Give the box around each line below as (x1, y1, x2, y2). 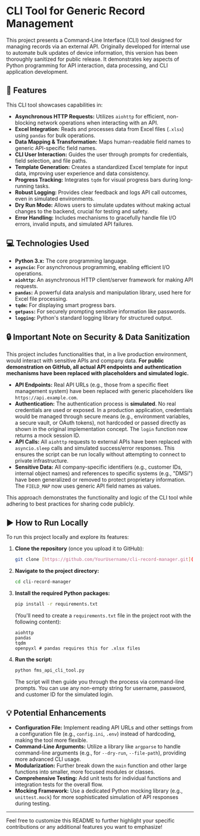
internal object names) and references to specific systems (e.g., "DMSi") (14, 470, 193, 477)
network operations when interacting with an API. (37, 119, 159, 126)
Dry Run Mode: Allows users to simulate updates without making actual (14, 201, 190, 208)
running (14, 182, 35, 189)
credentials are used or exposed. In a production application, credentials (14, 407, 193, 414)
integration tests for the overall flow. (14, 781, 104, 788)
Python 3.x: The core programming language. (14, 257, 128, 264)
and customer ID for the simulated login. (14, 691, 114, 698)
